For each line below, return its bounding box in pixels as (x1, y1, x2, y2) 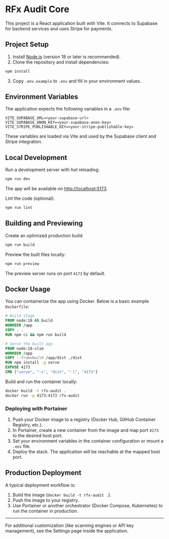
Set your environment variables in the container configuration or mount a (12, 438, 163, 444)
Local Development (5, 153, 67, 162)
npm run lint (5, 205, 33, 210)
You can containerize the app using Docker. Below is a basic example (5, 298, 149, 304)
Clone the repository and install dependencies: (12, 59, 110, 65)
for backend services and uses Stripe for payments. (5, 25, 113, 31)
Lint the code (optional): (5, 195, 55, 201)
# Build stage (5, 313, 35, 318)
